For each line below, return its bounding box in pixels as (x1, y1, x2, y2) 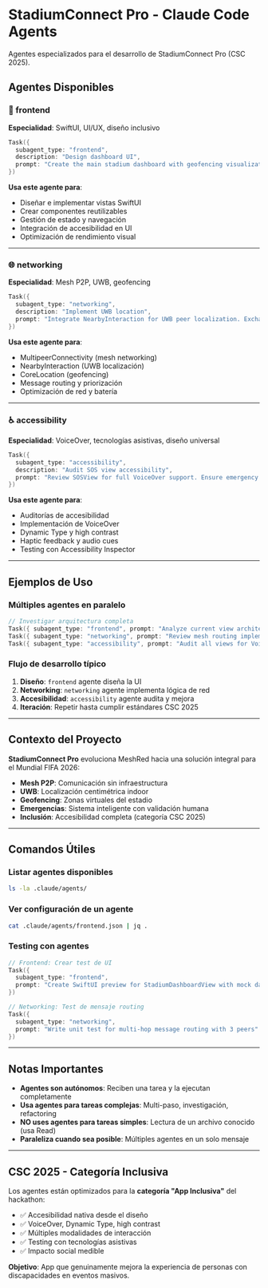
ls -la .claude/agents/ (8, 885, 88, 892)
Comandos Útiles (8, 843, 96, 857)
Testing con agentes (8, 940, 89, 952)
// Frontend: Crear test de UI (8, 959, 112, 967)
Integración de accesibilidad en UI (19, 224, 132, 233)
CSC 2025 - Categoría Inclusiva (8, 1165, 169, 1179)
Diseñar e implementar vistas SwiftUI (19, 198, 142, 207)
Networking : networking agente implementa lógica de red (19, 685, 210, 694)
